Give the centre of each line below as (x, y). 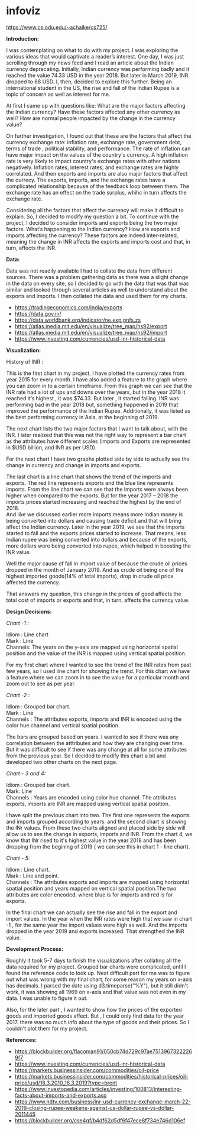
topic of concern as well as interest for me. (58, 94)
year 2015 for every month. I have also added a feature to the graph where (97, 379)
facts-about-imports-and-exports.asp (61, 1095)
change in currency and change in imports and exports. (74, 465)
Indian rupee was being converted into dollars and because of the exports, (97, 539)
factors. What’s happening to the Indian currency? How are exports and (93, 229)
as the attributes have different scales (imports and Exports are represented (98, 441)
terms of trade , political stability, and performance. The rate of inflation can (98, 148)
